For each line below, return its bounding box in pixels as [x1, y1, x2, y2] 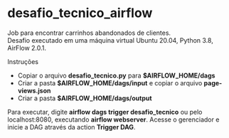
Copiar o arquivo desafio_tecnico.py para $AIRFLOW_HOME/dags [17, 71, 215, 80]
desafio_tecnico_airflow [7, 5, 153, 21]
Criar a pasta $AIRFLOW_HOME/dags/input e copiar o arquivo [17, 78, 203, 87]
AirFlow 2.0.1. [7, 43, 47, 52]
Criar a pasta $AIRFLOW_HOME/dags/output [17, 94, 152, 102]
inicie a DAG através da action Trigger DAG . [7, 122, 136, 131]
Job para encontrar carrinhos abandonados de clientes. [7, 28, 171, 37]
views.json [17, 86, 51, 95]
